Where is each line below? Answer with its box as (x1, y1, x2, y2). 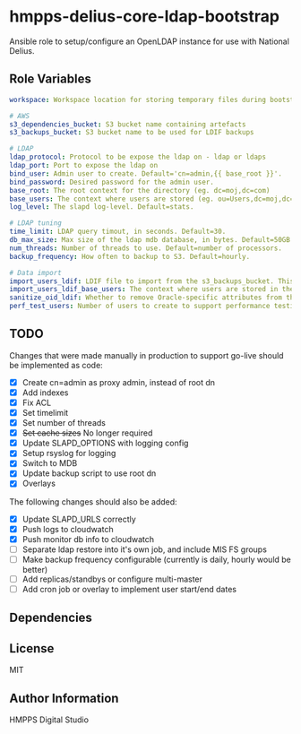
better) (21, 564, 48, 574)
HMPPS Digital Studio (9, 714, 90, 725)
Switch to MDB (21, 458, 78, 469)
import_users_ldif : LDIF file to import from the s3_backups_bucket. (9, 276, 275, 286)
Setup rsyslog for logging (21, 448, 116, 459)
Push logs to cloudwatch (21, 523, 114, 534)
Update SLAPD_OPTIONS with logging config (21, 437, 189, 449)
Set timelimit (21, 408, 69, 418)
